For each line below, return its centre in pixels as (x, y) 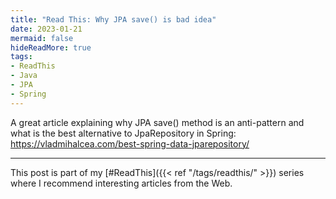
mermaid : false (42, 38)
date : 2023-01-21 (46, 29)
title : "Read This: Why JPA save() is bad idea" (113, 19)
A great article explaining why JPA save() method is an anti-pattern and (157, 122)
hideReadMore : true (51, 47)
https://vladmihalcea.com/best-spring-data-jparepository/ (130, 143)
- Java (24, 76)
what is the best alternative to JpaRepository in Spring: (123, 133)
